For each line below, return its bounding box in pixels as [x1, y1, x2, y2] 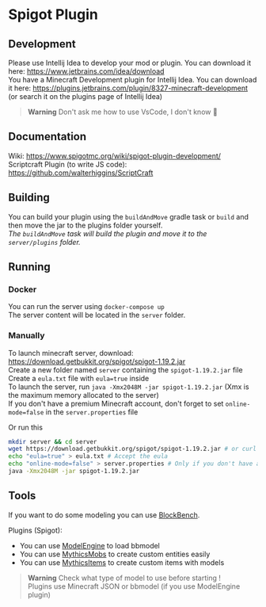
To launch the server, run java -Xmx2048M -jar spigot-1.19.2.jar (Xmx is [8, 382, 249, 391]
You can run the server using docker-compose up [8, 302, 165, 311]
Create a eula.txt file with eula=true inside [8, 373, 150, 383]
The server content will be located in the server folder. [8, 311, 186, 320]
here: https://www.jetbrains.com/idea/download [8, 67, 165, 76]
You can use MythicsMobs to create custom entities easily [19, 549, 211, 559]
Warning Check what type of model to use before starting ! [27, 573, 222, 582]
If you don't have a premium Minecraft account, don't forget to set [8, 399, 224, 408]
